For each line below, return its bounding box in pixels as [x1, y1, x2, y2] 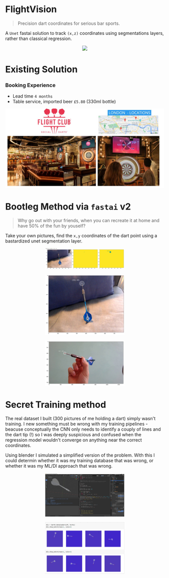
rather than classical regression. [5, 35, 72, 42]
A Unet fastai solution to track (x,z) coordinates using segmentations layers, [5, 30, 164, 36]
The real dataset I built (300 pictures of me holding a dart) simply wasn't [5, 416, 156, 422]
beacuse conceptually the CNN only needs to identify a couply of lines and [5, 426, 161, 432]
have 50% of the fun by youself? [17, 223, 86, 229]
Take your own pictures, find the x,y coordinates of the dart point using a [5, 233, 157, 239]
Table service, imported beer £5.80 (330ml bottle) [12, 99, 116, 105]
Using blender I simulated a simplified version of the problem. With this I [5, 452, 155, 459]
